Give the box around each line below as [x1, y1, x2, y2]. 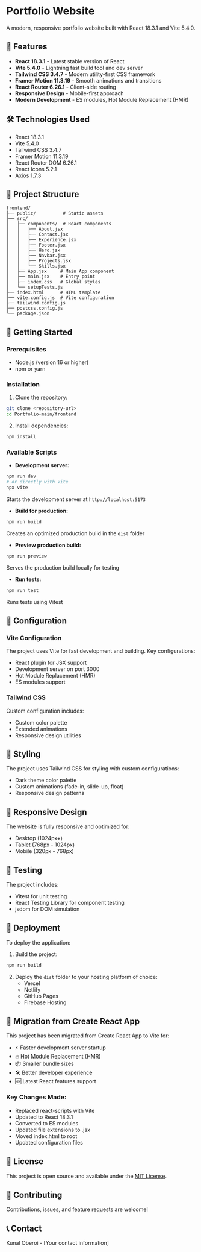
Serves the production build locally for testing [6, 564, 119, 571]
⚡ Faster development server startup [14, 1044, 107, 1051]
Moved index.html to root [14, 1132, 78, 1140]
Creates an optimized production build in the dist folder [6, 529, 145, 537]
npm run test [6, 587, 39, 593]
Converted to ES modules [14, 1119, 79, 1127]
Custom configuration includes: [6, 707, 84, 714]
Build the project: [14, 951, 58, 958]
